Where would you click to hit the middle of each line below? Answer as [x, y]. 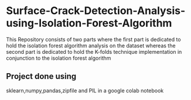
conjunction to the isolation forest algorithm [59, 58]
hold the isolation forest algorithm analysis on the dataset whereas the [91, 46]
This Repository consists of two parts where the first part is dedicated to [93, 39]
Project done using [41, 76]
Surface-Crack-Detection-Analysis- [96, 11]
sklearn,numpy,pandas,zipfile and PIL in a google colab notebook [85, 90]
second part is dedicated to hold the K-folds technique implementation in [94, 51]
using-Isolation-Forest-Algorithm [89, 23]
